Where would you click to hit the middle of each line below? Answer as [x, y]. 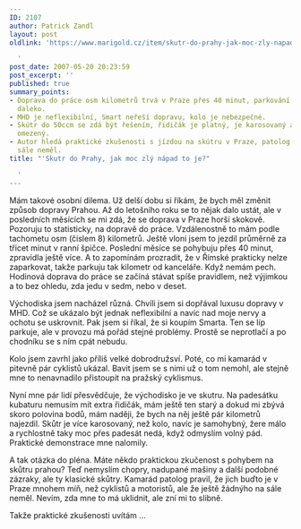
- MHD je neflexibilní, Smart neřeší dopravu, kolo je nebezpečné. [138, 117]
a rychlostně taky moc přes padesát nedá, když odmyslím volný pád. [136, 433]
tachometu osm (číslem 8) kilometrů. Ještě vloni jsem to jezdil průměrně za [148, 238]
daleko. [32, 108]
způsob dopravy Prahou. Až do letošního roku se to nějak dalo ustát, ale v [146, 209]
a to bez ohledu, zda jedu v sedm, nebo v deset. [98, 286]
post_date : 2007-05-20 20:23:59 [69, 67]
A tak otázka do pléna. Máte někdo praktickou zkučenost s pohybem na [142, 460]
